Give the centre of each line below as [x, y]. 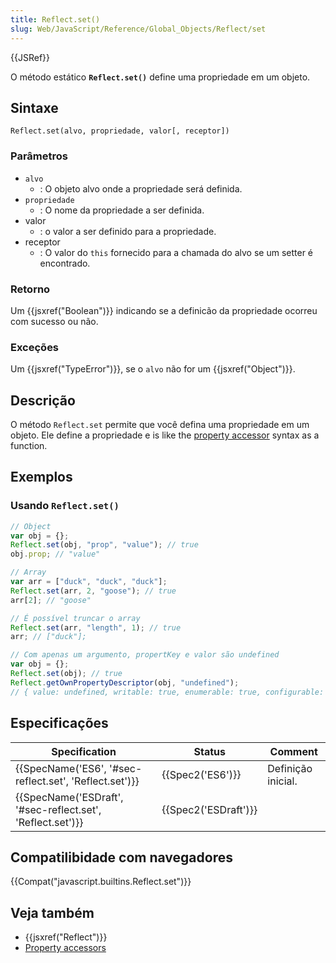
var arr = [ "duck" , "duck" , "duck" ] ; [89, 582]
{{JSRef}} [30, 57]
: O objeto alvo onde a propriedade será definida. [141, 188]
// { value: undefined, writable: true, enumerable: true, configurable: [167, 692]
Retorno [30, 289]
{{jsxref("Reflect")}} [66, 937]
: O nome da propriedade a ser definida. [122, 210]
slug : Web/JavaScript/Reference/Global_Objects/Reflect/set [138, 29]
